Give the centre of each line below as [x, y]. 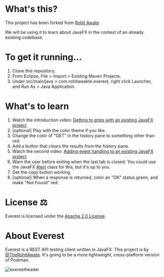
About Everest [35, 235]
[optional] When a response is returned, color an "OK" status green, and [85, 177]
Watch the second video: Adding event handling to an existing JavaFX [83, 151]
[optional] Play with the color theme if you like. [59, 130]
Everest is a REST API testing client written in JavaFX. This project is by [77, 249]
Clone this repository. [34, 71]
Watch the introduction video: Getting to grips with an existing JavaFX [82, 120]
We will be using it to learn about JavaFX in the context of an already [74, 32]
